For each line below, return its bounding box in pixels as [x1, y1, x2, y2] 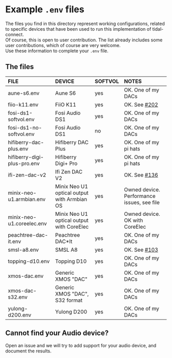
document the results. [5, 348, 52, 354]
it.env [8, 238, 21, 245]
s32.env [8, 293, 28, 300]
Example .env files [5, 4, 84, 15]
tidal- [152, 26, 164, 32]
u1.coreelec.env [8, 220, 47, 227]
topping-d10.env [8, 257, 50, 264]
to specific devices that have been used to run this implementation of [5, 26, 152, 32]
